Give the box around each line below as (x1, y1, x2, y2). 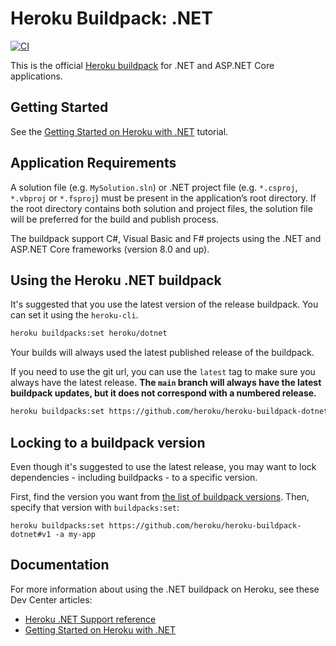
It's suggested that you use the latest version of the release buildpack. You (10, 298, 319, 311)
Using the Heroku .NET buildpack (10, 272, 222, 289)
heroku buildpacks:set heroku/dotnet (10, 328, 168, 339)
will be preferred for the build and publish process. (10, 213, 220, 225)
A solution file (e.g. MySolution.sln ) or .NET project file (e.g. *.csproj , (10, 181, 298, 193)
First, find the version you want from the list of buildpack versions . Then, (10, 490, 310, 502)
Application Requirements (10, 155, 177, 172)
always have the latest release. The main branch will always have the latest (10, 377, 322, 389)
